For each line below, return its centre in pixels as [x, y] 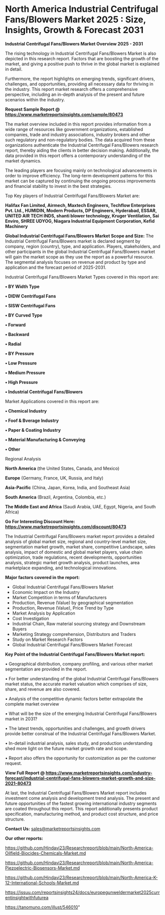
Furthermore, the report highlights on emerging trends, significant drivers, [80, 79]
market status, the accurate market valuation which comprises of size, [76, 684]
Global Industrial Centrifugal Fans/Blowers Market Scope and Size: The [80, 236]
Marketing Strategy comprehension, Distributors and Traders [74, 634]
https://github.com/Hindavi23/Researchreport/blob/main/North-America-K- [82, 877]
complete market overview [32, 704]
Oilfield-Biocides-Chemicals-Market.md [46, 853]
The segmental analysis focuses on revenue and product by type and [75, 262]
